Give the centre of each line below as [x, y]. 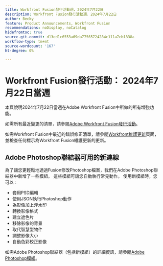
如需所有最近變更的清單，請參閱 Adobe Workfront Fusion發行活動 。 [73, 124]
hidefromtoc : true [24, 32]
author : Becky [20, 19]
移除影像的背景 [27, 223]
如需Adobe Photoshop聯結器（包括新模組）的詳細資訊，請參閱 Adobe [75, 252]
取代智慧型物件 [27, 230]
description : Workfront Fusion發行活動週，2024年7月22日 [61, 14]
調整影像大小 [25, 236]
